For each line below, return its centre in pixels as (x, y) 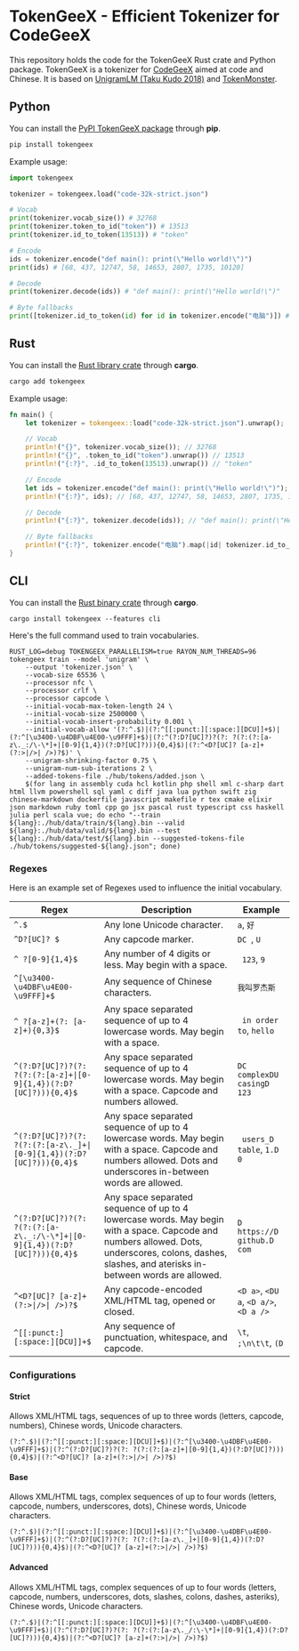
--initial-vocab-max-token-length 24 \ (99, 706)
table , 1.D (258, 1149)
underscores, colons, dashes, (166, 1253)
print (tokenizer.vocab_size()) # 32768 (83, 218)
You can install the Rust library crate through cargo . (104, 365)
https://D (258, 1232)
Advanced (29, 1566)
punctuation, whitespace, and (166, 1338)
